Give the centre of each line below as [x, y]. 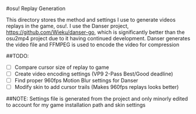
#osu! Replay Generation [36, 8]
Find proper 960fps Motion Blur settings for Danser [76, 81]
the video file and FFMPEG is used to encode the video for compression [93, 44]
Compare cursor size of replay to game [62, 67]
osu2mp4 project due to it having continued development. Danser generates [98, 38]
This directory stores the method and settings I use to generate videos [91, 20]
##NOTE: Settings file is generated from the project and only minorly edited [97, 99]
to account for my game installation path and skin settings [76, 105]
